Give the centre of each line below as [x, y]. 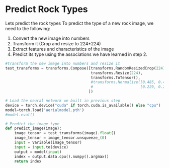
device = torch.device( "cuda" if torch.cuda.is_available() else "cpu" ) [83, 105]
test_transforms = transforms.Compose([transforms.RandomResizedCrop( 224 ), [86, 68]
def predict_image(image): [33, 129]
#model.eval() [20, 115]
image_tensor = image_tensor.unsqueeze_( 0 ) [61, 138]
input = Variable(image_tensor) [48, 143]
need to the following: [28, 28]
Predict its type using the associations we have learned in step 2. [80, 54]
